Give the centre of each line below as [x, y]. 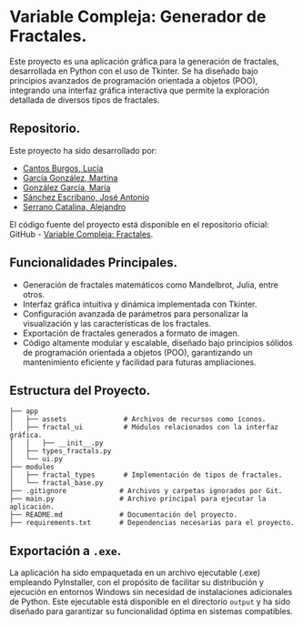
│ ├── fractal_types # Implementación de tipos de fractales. [146, 475]
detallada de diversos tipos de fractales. [85, 100]
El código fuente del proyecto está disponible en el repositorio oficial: [140, 224]
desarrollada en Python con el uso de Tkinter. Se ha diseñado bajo [134, 71]
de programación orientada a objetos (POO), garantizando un [137, 352]
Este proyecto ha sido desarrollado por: [83, 150]
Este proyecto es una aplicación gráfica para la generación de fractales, [144, 61]
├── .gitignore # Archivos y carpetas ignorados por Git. [146, 491]
